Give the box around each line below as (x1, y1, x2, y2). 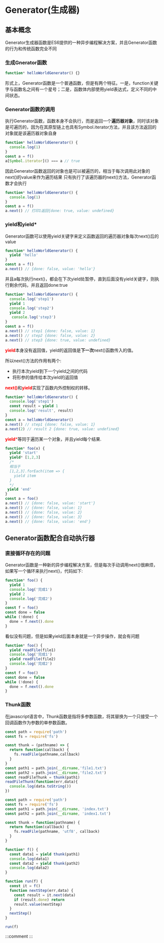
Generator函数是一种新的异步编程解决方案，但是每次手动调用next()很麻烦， (5, 562, 158, 568)
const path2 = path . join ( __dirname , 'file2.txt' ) (5, 770, 107, 775)
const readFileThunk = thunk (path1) (5, 775, 80, 780)
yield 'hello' (9, 253, 38, 258)
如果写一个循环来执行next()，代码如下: (5, 568, 83, 574)
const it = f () (9, 883, 41, 888)
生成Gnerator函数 (5, 59, 48, 66)
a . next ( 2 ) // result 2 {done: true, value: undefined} (5, 426, 120, 431)
